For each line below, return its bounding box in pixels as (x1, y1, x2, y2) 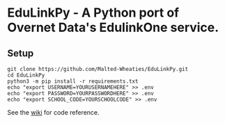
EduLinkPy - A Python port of (7, 5, 180, 21)
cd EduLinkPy (7, 72, 45, 79)
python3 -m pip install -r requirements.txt (7, 78, 139, 85)
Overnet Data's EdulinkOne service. (7, 19, 219, 35)
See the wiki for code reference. (7, 108, 100, 116)
